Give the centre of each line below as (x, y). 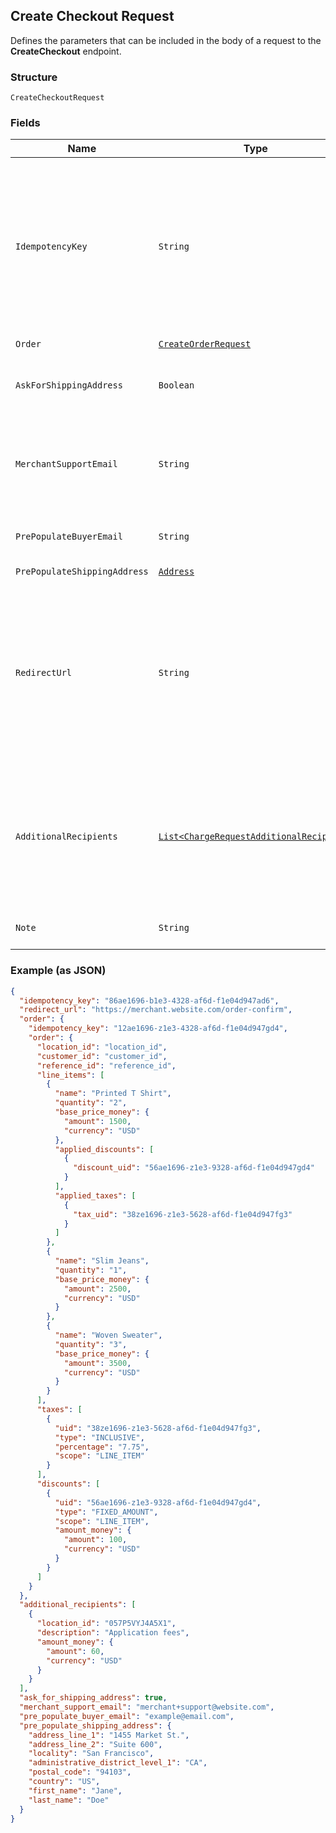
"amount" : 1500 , (97, 1121)
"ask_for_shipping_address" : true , (93, 1698)
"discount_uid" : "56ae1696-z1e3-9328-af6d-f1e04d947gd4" (194, 1168)
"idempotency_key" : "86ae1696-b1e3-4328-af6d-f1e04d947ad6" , (149, 1000)
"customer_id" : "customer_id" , (102, 1056)
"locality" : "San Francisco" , (91, 1754)
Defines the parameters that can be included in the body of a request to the (166, 40)
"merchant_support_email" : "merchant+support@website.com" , (147, 1707)
